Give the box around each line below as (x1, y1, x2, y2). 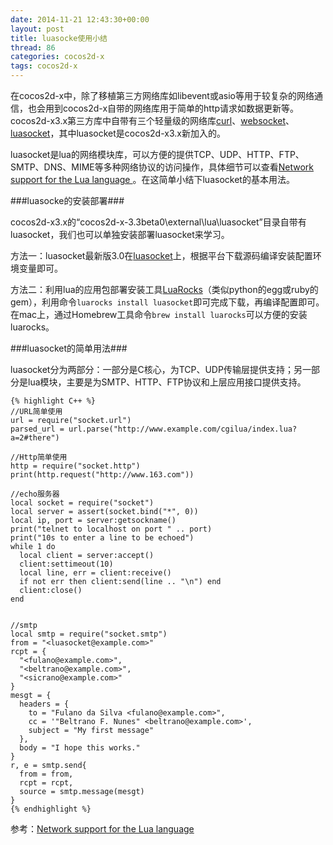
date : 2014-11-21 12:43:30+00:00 (10, 14, 150, 25)
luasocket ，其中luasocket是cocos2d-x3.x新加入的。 (10, 127, 226, 139)
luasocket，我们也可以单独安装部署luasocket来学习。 (10, 229, 230, 240)
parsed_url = (10, 424, 65, 434)
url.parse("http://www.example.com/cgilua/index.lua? (68, 424, 298, 434)
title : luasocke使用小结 (10, 33, 108, 43)
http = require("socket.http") (10, 461, 141, 471)
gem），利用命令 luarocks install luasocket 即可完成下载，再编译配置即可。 (10, 296, 325, 308)
